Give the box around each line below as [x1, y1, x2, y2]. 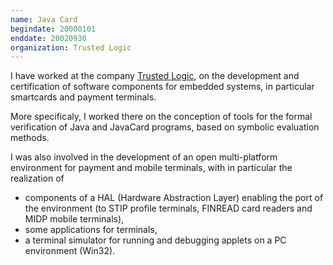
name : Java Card [10, 14, 78, 25]
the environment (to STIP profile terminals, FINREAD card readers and [24, 202, 313, 215]
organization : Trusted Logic [10, 42, 132, 53]
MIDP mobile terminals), [24, 213, 125, 225]
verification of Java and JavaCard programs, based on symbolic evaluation [10, 121, 320, 133]
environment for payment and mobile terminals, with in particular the [10, 162, 293, 174]
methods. [10, 132, 50, 144]
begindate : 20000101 [10, 24, 97, 34]
